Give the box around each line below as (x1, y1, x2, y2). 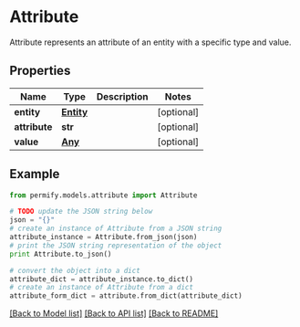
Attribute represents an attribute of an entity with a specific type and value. (9, 37, 292, 47)
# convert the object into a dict (9, 266, 141, 275)
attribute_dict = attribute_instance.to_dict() (9, 274, 194, 284)
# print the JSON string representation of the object (9, 240, 222, 250)
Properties (9, 63, 71, 79)
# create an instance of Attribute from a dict (9, 283, 194, 292)
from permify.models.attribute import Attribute (9, 190, 198, 200)
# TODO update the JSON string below (9, 207, 153, 216)
